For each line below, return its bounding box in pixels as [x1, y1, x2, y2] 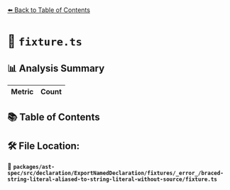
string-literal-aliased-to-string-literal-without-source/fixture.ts [7, 176, 218, 183]
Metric [11, 87, 34, 96]
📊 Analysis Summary [7, 62, 105, 74]
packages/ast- [13, 164, 55, 171]
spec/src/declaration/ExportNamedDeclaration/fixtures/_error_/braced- [7, 169, 224, 177]
